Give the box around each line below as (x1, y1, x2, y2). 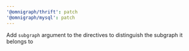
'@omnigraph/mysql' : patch (6, 15, 75, 21)
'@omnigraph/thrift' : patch (6, 8, 78, 15)
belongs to (6, 38, 34, 45)
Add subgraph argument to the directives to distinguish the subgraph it (6, 31, 183, 38)
